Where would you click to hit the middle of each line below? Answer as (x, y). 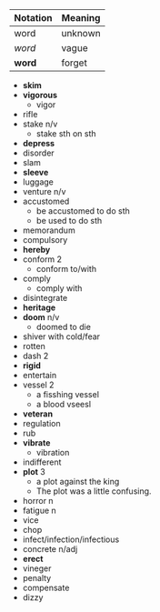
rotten (34, 346)
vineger (37, 568)
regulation (41, 423)
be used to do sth (69, 221)
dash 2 (35, 356)
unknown (81, 33)
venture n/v (44, 191)
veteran (37, 414)
